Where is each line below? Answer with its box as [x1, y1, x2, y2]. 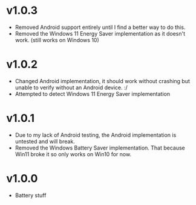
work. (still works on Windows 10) [15, 36, 100, 43]
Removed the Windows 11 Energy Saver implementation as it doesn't [15, 30, 186, 37]
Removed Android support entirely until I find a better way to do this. [15, 24, 186, 31]
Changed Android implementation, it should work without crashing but [15, 77, 191, 84]
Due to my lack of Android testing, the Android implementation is [15, 131, 177, 139]
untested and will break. [15, 137, 76, 145]
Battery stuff [15, 191, 47, 199]
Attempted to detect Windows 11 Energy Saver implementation [15, 90, 171, 97]
